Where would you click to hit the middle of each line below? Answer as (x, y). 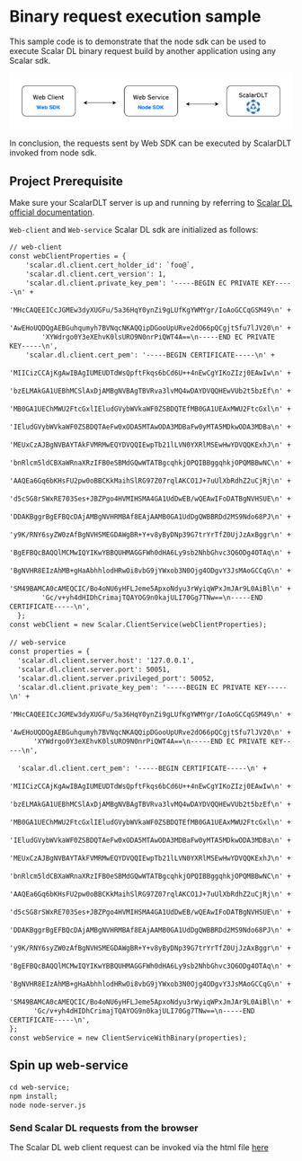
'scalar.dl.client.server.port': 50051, (94, 669)
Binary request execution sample (135, 17)
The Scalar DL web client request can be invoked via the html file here (139, 1148)
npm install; (34, 1096)
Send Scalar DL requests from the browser (104, 1128)
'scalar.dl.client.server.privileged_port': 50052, (116, 678)
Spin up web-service (69, 1065)
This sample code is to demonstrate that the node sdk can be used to (138, 41)
